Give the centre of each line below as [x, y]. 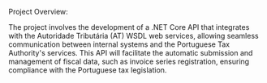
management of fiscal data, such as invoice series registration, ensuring [129, 61]
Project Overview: [39, 12]
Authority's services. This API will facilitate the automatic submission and [131, 53]
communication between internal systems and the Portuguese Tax [119, 44]
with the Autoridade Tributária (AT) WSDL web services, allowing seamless [133, 36]
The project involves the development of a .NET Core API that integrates [129, 27]
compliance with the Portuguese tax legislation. [88, 70]
